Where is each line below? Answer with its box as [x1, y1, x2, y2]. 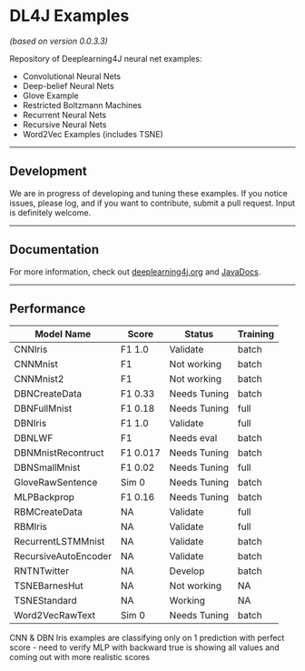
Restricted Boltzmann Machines [22, 99, 143, 110]
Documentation [9, 242, 100, 257]
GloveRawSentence [14, 476, 98, 489]
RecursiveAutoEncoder [14, 550, 112, 563]
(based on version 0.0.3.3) [9, 35, 109, 46]
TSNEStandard [14, 595, 77, 607]
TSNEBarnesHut [14, 579, 84, 592]
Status [184, 328, 214, 341]
